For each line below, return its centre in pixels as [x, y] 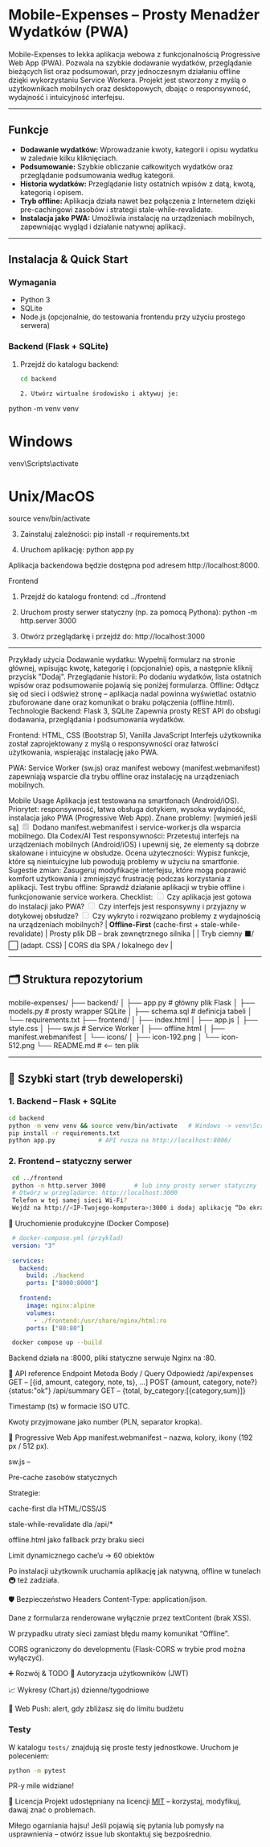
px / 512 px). [29, 1446]
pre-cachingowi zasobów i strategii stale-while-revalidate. [116, 209]
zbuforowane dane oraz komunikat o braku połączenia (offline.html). [121, 702]
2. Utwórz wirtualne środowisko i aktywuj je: [99, 393]
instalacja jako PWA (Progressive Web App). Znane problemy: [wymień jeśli [133, 818]
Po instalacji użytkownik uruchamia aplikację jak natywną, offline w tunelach [135, 1571]
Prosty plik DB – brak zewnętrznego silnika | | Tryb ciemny [146, 934]
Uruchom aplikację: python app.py [77, 550]
